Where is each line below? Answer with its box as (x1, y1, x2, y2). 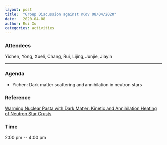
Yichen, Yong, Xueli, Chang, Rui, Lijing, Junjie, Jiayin (5, 53, 113, 60)
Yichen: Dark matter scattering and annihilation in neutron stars (12, 81, 142, 87)
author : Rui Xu (5, 21, 37, 26)
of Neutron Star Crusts (5, 111, 52, 117)
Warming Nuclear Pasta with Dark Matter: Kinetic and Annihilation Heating (5, 105, 157, 112)
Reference (5, 94, 31, 101)
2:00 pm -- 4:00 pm (5, 135, 46, 141)
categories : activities (5, 26, 55, 31)
